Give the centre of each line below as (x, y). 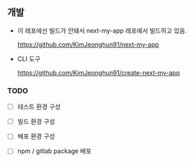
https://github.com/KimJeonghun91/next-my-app (88, 44)
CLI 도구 (29, 58)
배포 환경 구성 (36, 136)
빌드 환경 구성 (36, 122)
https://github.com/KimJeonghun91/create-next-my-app (98, 72)
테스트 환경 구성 (39, 107)
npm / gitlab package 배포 (54, 151)
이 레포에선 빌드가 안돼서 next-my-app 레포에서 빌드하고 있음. (102, 31)
